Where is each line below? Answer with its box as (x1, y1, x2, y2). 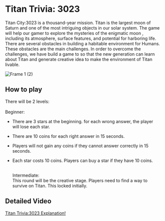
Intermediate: (12, 172, 39, 178)
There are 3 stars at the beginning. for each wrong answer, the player (12, 118, 154, 124)
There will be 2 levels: (5, 98, 50, 104)
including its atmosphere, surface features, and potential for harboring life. (5, 35, 157, 41)
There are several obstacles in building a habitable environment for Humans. (5, 40, 160, 46)
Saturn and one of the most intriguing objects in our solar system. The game (5, 25, 160, 31)
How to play (5, 85, 42, 94)
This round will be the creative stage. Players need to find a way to (12, 177, 148, 183)
